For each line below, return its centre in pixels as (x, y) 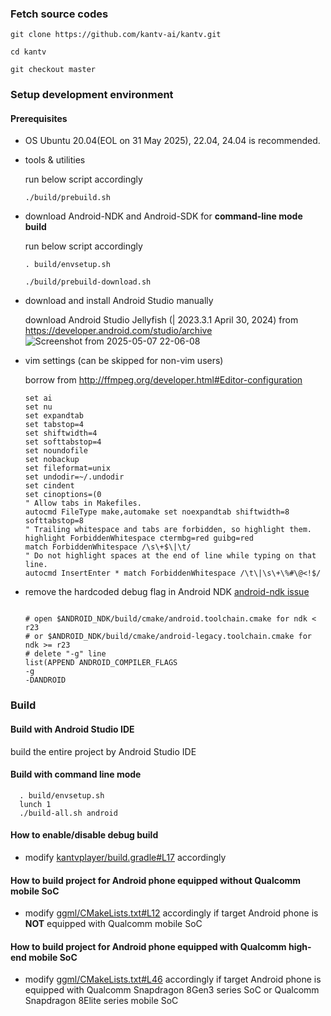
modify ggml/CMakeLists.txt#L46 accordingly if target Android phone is (173, 979)
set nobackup (52, 460)
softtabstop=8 (54, 521)
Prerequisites (39, 118)
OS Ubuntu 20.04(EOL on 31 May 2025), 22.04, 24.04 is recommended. (172, 141)
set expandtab (54, 416)
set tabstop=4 (54, 425)
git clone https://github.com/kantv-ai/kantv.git (116, 35)
